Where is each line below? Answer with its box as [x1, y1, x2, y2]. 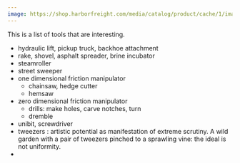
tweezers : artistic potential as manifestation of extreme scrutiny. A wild [17, 127, 229, 135]
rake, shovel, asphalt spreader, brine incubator [17, 51, 156, 60]
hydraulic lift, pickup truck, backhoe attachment [17, 43, 159, 52]
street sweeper [17, 66, 63, 75]
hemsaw [28, 89, 54, 98]
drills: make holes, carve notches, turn [28, 104, 141, 112]
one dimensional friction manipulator [17, 74, 126, 83]
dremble [28, 112, 54, 120]
